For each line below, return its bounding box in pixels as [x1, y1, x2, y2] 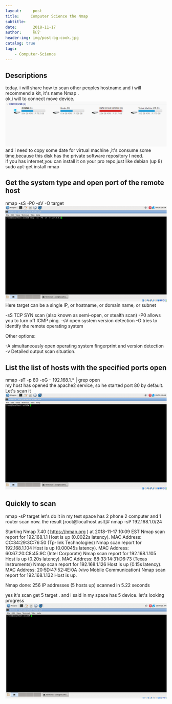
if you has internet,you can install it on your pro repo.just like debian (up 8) [5, 158, 163, 164]
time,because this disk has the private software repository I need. [5, 152, 144, 159]
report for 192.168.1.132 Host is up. [5, 572, 77, 578]
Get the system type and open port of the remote [5, 179, 165, 187]
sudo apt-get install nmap [5, 163, 60, 169]
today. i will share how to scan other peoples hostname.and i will [5, 85, 142, 91]
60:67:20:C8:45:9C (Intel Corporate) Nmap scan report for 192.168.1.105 [5, 550, 156, 556]
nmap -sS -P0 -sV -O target [5, 200, 64, 206]
